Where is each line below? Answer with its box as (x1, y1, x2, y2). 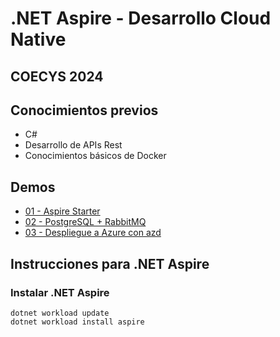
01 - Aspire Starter (24, 205, 101, 217)
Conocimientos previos (10, 102, 159, 119)
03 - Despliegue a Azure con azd (24, 227, 162, 239)
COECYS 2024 (10, 68, 104, 85)
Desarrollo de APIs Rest (24, 139, 123, 151)
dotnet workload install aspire (10, 317, 145, 327)
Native (10, 28, 67, 51)
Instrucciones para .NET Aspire (10, 255, 210, 272)
